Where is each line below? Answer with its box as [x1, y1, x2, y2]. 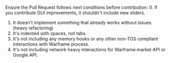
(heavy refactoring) [12, 25, 54, 31]
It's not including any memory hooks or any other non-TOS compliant [12, 36, 158, 42]
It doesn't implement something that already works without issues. [12, 20, 153, 25]
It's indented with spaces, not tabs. [12, 30, 87, 36]
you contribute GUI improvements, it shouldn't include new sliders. [5, 10, 145, 16]
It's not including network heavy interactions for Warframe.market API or [12, 47, 166, 52]
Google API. [12, 52, 38, 58]
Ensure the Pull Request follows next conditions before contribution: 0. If [5, 5, 158, 10]
